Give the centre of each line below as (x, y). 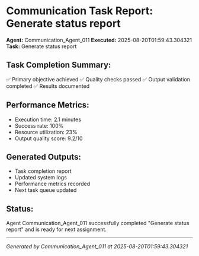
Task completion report (43, 171)
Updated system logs (41, 178)
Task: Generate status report (41, 46)
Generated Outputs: (44, 157)
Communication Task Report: (80, 11)
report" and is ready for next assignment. (56, 229)
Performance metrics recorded (52, 184)
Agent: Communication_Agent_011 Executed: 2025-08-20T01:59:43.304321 (99, 40)
